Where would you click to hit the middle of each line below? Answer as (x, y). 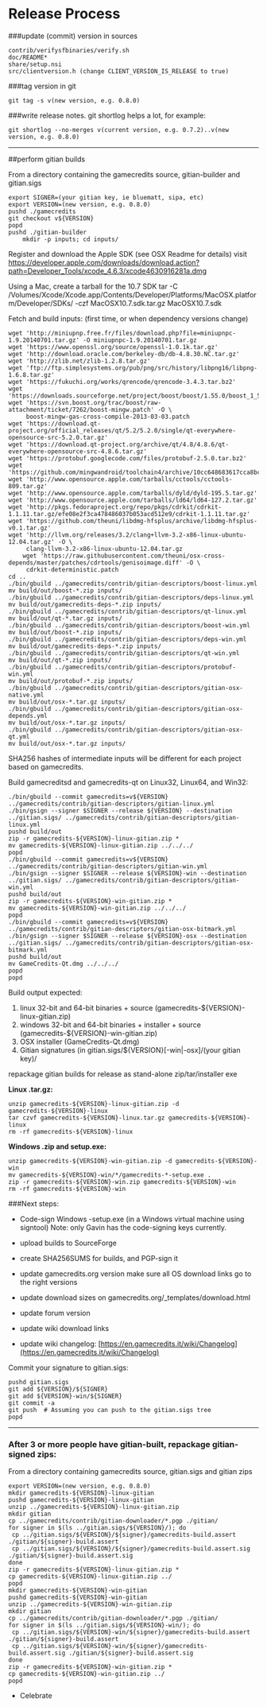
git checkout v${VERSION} (51, 218)
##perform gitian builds (47, 159)
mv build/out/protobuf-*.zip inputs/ (71, 681)
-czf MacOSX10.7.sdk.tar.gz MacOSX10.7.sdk (149, 303)
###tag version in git (43, 86)
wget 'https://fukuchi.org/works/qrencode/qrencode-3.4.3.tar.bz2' (122, 382)
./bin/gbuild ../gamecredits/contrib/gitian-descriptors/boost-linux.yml (133, 584)
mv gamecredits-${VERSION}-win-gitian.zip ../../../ (97, 908)
